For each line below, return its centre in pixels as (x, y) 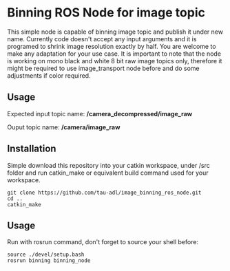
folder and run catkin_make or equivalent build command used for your (108, 173)
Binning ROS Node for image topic (106, 13)
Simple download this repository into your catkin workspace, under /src (108, 165)
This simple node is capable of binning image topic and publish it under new (115, 32)
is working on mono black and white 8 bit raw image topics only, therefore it (115, 61)
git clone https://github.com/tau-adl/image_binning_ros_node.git (104, 193)
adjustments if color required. (49, 75)
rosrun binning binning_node (49, 261)
